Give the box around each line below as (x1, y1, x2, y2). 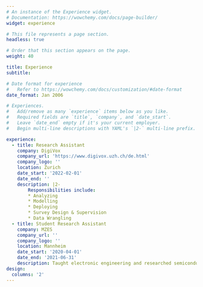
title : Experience (6, 64, 53, 70)
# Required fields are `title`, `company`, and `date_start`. (6, 114, 172, 120)
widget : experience (6, 20, 56, 26)
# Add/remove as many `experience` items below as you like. (6, 108, 169, 115)
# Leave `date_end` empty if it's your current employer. (6, 120, 161, 126)
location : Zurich (17, 165, 61, 171)
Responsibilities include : (28, 187, 96, 193)
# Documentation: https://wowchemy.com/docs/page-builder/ (6, 15, 158, 21)
